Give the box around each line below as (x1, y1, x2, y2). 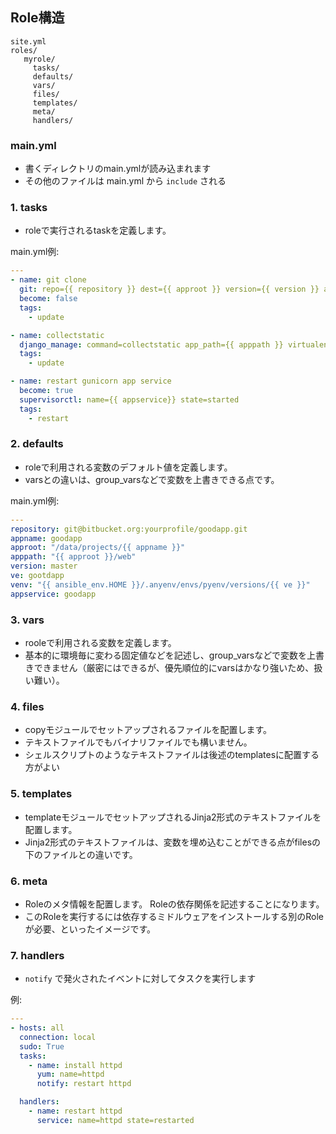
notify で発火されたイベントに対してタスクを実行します (24, 973, 257, 985)
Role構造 (10, 9, 65, 27)
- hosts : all (10, 1023, 65, 1033)
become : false (19, 294, 78, 304)
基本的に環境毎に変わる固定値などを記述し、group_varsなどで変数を (24, 649, 307, 661)
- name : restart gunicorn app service (10, 376, 172, 387)
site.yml (10, 36, 47, 47)
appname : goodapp (10, 533, 83, 543)
